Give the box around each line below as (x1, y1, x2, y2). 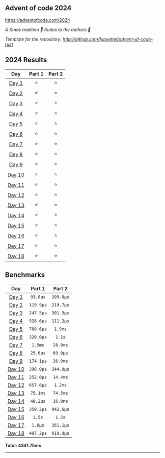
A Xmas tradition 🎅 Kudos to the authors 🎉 (5, 27, 91, 33)
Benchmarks (5, 271, 45, 279)
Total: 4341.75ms (5, 443, 42, 449)
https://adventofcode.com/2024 (5, 17, 70, 23)
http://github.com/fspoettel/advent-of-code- (62, 36, 153, 42)
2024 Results (5, 56, 47, 64)
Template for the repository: (5, 36, 62, 42)
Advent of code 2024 (5, 4, 72, 12)
